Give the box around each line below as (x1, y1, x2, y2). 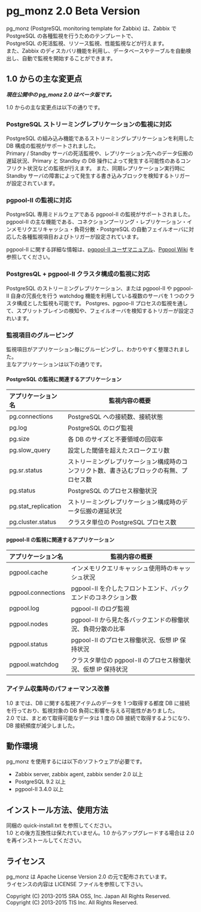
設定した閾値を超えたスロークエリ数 (68, 446, 170, 455)
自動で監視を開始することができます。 (22, 54, 116, 62)
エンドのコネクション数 (71, 594, 138, 602)
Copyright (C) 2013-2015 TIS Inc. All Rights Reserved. (6, 899, 138, 906)
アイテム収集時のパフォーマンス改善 (6, 685, 110, 693)
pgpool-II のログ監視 (71, 604, 130, 613)
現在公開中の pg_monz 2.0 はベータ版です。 (6, 91, 115, 98)
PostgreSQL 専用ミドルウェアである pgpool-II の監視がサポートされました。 (6, 211, 194, 218)
